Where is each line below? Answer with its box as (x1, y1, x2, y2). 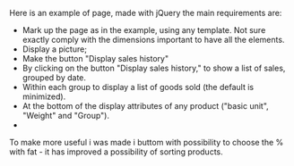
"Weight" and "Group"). (22, 111, 110, 120)
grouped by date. (22, 72, 87, 83)
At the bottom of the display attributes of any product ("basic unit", (22, 101, 269, 111)
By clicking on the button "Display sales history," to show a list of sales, (22, 62, 286, 73)
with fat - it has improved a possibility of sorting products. (9, 146, 224, 157)
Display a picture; (22, 44, 88, 54)
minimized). (22, 91, 66, 102)
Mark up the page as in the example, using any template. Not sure (22, 25, 266, 35)
